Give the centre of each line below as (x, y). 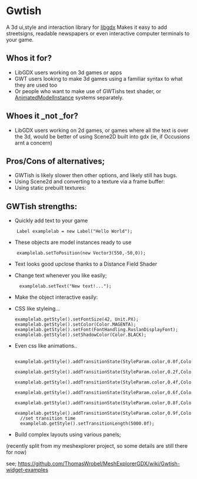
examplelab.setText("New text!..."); (65, 286)
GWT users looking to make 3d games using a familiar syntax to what (98, 78)
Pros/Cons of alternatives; (56, 161)
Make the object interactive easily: (56, 297)
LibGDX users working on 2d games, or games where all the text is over (101, 130)
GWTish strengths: (42, 207)
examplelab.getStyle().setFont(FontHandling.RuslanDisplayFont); (96, 330)
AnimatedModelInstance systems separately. (69, 97)
